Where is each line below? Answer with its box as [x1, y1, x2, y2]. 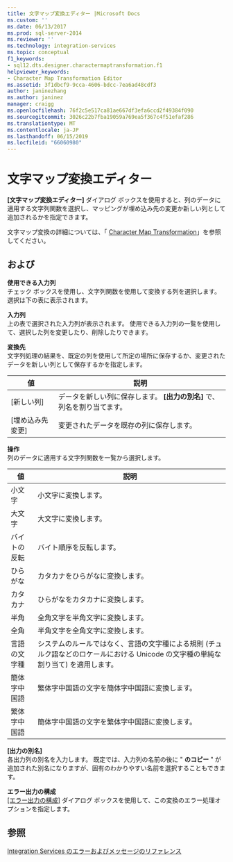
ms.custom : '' [7, 17, 49, 24]
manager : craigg [7, 101, 54, 108]
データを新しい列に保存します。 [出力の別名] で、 [58, 392, 220, 401]
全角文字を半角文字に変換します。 [37, 613, 148, 622]
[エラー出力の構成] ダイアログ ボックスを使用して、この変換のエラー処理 [7, 796, 215, 804]
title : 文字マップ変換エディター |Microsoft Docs [7, 10, 141, 17]
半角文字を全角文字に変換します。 [37, 626, 148, 636]
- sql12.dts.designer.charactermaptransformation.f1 [7, 62, 163, 69]
